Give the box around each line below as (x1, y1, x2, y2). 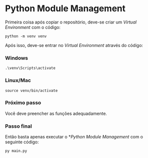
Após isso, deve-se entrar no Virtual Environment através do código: (5, 42, 143, 48)
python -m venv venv (5, 34, 47, 39)
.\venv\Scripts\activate (5, 66, 56, 71)
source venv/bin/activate (5, 88, 58, 93)
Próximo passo (5, 99, 42, 106)
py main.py (5, 149, 27, 154)
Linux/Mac (5, 77, 31, 84)
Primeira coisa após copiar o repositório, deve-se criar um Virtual (5, 19, 137, 25)
